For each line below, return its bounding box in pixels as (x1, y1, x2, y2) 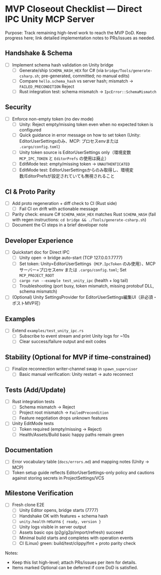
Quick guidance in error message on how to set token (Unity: (19, 132, 141, 138)
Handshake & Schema (5, 49, 73, 57)
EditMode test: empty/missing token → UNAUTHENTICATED (19, 161, 130, 167)
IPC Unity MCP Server (5, 14, 95, 25)
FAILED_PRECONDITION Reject (19, 84, 74, 89)
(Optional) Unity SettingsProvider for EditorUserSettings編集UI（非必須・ (12, 294, 158, 300)
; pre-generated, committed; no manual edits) (39, 73, 130, 79)
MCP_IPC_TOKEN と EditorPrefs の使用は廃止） (19, 155, 109, 161)
